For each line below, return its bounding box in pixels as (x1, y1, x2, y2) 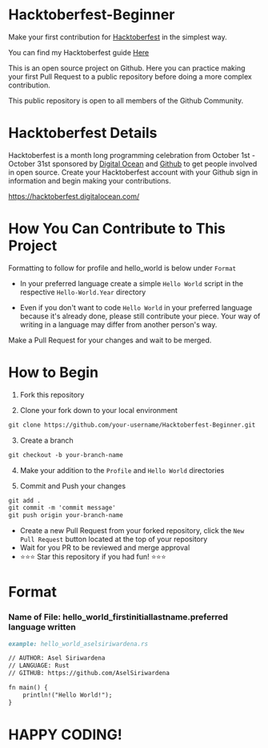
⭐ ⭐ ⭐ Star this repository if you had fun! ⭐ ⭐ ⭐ (19, 552, 166, 562)
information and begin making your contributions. (8, 176, 172, 185)
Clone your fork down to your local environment (19, 405, 178, 414)
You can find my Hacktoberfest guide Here (8, 47, 150, 57)
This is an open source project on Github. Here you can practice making (8, 63, 246, 73)
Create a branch (19, 435, 74, 445)
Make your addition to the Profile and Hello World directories (19, 465, 225, 475)
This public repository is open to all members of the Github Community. (8, 95, 244, 105)
